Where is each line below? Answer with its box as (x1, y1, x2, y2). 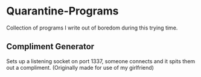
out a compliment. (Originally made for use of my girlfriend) (6, 64, 154, 71)
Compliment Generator (6, 42, 95, 52)
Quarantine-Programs (6, 4, 119, 18)
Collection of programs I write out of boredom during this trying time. (6, 24, 178, 31)
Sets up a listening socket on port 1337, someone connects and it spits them (6, 57, 196, 64)
